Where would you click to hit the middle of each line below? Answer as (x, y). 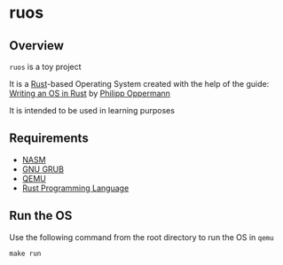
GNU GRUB (43, 169)
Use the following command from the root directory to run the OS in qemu (141, 237)
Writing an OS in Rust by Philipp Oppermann (90, 93)
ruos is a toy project (45, 66)
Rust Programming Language (75, 188)
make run (25, 253)
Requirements (49, 139)
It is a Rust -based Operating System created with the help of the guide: (139, 84)
